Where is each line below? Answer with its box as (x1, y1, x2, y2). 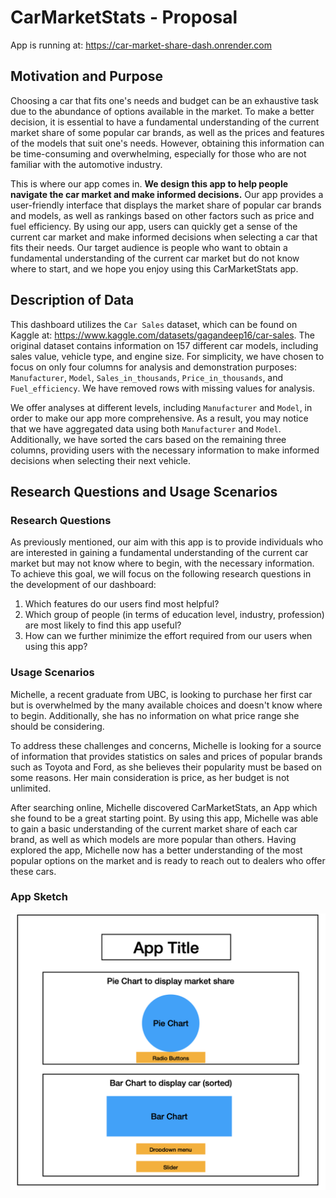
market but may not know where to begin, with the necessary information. (10, 557, 315, 570)
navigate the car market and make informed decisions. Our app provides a (10, 188, 324, 200)
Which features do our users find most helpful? (24, 598, 220, 610)
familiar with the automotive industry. (10, 158, 163, 170)
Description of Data (10, 292, 135, 309)
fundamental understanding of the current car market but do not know (10, 252, 300, 264)
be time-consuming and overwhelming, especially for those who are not (10, 147, 307, 160)
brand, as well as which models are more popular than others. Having (10, 833, 297, 845)
